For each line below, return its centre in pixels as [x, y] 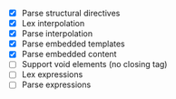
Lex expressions [52, 74]
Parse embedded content [69, 54]
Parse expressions [56, 84]
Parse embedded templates [73, 44]
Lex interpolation [53, 24]
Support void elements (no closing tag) [94, 64]
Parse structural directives [71, 13]
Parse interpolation [57, 34]
